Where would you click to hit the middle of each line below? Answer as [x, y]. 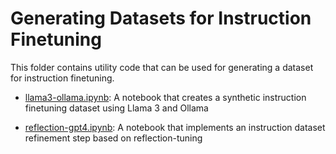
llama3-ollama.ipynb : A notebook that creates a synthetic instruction [165, 97]
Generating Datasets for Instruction [161, 18]
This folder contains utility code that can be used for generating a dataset [162, 67]
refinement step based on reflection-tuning [113, 138]
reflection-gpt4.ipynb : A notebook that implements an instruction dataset [175, 127]
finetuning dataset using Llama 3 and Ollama [116, 108]
